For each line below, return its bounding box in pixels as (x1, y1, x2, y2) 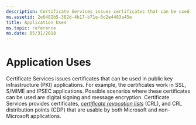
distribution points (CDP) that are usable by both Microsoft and (6, 106, 157, 113)
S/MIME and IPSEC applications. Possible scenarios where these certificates (6, 87, 191, 94)
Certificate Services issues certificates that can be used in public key (6, 75, 173, 82)
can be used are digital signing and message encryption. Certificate (6, 94, 170, 101)
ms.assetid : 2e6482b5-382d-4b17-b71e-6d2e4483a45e (6, 14, 132, 20)
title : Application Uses (6, 19, 67, 25)
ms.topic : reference (6, 25, 57, 31)
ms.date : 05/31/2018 (6, 31, 57, 36)
